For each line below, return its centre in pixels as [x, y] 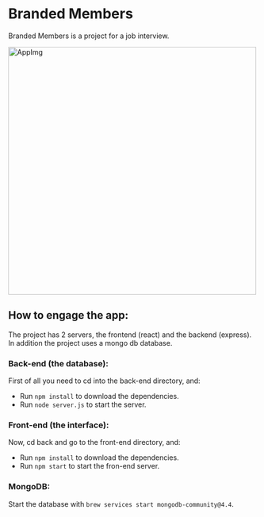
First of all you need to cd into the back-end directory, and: [104, 381]
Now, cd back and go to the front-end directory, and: [94, 442]
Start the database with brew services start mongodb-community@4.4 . [121, 504]
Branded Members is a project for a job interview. [89, 36]
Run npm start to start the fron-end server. [90, 466]
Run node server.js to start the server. [83, 404]
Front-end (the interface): [59, 425]
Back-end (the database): [58, 363]
